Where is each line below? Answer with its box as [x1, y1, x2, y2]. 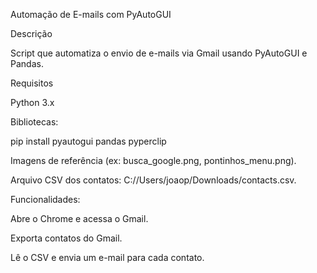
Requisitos [10, 77, 54, 89]
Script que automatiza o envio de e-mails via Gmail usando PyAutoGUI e [10, 47, 308, 59]
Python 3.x [10, 97, 55, 108]
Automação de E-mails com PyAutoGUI [10, 9, 172, 20]
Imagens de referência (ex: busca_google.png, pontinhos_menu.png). [10, 155, 297, 166]
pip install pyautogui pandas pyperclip [10, 135, 167, 147]
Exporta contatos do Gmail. [10, 232, 123, 244]
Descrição [10, 28, 53, 39]
